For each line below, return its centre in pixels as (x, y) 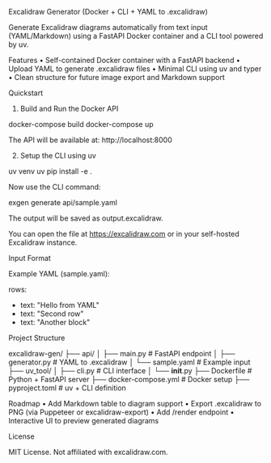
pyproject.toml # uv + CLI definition (68, 388)
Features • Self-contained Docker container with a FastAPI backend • (125, 60)
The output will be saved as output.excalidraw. (86, 218)
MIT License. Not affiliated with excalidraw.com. (88, 452)
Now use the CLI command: (55, 187)
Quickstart (26, 93)
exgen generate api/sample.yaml (63, 202)
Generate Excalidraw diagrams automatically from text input (108, 27)
